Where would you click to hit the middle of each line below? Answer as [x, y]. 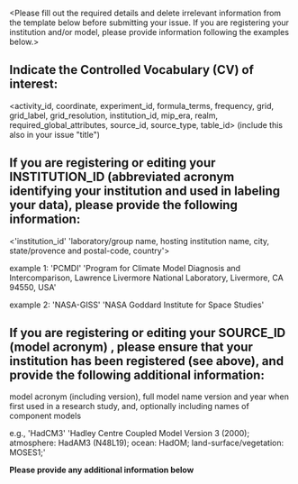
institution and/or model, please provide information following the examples [149, 32]
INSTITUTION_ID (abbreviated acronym [122, 177]
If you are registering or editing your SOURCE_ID [148, 333]
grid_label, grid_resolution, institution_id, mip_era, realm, [114, 115]
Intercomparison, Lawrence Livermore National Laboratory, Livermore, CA [146, 278]
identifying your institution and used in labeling [145, 192]
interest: [34, 84]
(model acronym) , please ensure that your [131, 347]
